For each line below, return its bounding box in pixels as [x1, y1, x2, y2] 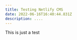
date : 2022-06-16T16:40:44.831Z [5, 12, 72, 17]
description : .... [5, 16, 43, 21]
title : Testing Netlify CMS [5, 7, 64, 12]
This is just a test [5, 30, 40, 36]
